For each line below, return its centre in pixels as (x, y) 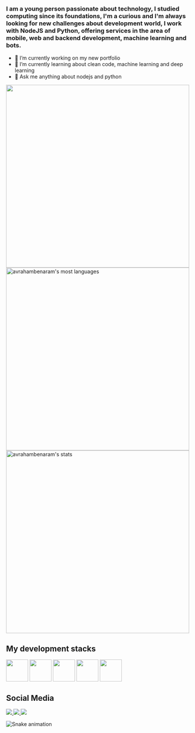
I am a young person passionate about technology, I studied (93, 9)
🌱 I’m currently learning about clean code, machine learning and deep (99, 64)
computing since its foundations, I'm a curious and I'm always (96, 16)
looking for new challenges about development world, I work (94, 23)
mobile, (17, 38)
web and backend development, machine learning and (108, 38)
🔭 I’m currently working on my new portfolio (67, 58)
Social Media (30, 698)
